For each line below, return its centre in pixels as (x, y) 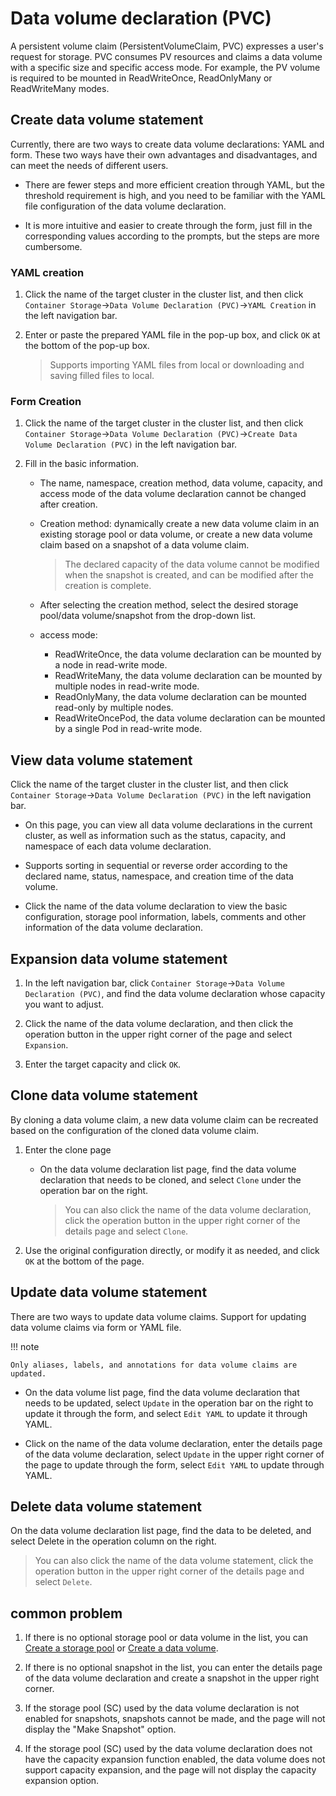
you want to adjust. (64, 1004)
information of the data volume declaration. (113, 928)
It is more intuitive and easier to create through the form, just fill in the (168, 225)
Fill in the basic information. (82, 464)
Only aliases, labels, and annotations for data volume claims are (154, 1365)
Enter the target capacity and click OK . (103, 1064)
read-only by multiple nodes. (114, 708)
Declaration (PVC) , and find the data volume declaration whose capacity (175, 993)
